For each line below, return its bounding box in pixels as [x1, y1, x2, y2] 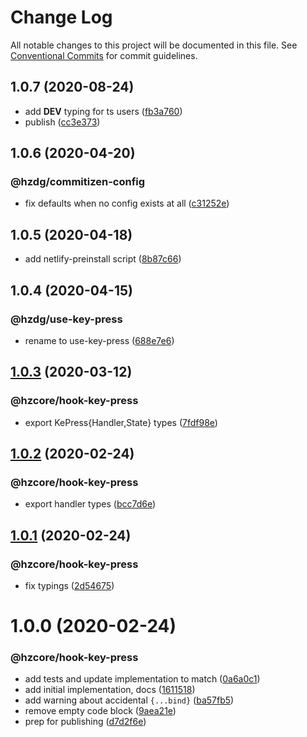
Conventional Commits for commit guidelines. [10, 49, 198, 61]
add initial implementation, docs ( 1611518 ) [24, 684, 196, 696]
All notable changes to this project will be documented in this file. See [10, 39, 298, 51]
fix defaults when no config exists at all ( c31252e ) [24, 197, 230, 210]
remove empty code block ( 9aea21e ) [24, 705, 177, 717]
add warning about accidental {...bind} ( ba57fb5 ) [24, 694, 235, 706]
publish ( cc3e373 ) [24, 116, 101, 128]
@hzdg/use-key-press [10, 312, 123, 326]
